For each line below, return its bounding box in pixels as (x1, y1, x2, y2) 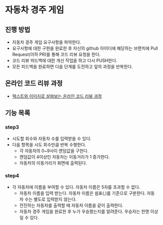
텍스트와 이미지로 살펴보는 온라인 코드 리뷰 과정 (12, 93, 102, 99)
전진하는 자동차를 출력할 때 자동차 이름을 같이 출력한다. (19, 202, 124, 208)
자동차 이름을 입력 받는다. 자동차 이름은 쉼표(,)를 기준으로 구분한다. (19, 190, 146, 196)
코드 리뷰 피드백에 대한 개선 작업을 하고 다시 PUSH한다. (12, 58, 118, 63)
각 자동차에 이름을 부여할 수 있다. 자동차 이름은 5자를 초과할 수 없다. (12, 184, 141, 190)
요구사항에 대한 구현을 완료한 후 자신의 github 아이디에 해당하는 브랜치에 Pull (12, 45, 158, 51)
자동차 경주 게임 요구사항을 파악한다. (12, 40, 81, 45)
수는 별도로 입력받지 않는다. (24, 196, 77, 202)
